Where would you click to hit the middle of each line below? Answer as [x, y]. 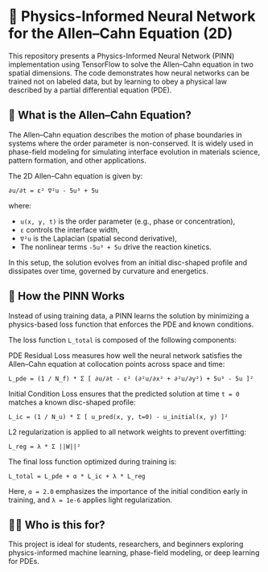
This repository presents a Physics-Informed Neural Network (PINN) [122, 56]
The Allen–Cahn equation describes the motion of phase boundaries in [126, 134]
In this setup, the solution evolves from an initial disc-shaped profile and [128, 262]
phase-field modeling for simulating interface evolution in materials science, [134, 151]
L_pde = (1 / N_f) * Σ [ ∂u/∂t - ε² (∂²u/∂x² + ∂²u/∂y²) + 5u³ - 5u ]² [131, 379]
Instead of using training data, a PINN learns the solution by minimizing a [129, 315]
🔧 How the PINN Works [67, 296]
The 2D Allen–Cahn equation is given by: [76, 175]
